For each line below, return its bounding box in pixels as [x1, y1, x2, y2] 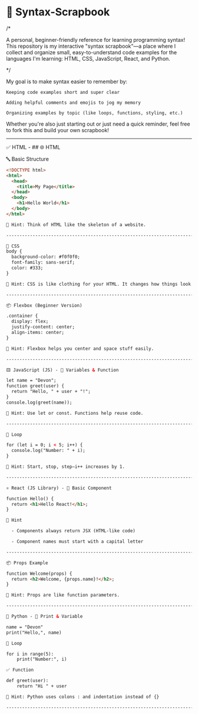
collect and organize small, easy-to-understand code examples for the [6, 48, 177, 55]
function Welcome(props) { [6, 571, 72, 577]
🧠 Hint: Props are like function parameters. [6, 592, 120, 598]
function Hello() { [6, 496, 54, 502]
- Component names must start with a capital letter [11, 539, 144, 545]
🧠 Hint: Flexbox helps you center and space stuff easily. [6, 345, 154, 352]
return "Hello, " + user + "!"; [11, 389, 91, 395]
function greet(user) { [6, 383, 65, 389]
